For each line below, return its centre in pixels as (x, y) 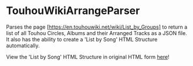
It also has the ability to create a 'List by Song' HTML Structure (82, 39)
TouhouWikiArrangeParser (73, 11)
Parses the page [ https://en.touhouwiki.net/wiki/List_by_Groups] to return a (97, 27)
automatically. (23, 46)
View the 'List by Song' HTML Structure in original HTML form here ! (88, 57)
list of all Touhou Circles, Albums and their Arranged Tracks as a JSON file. (97, 33)
